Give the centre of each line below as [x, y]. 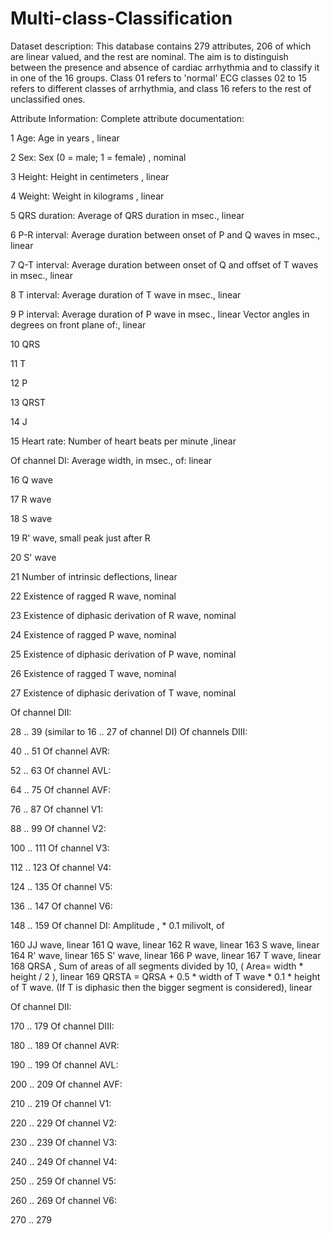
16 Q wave [31, 479]
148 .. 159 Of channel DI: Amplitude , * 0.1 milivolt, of [117, 925]
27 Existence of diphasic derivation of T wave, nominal [123, 693]
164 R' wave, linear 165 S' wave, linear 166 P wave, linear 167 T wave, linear [166, 955]
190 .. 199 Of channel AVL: [64, 1064]
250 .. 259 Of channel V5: [63, 1181]
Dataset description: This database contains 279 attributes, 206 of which [161, 46]
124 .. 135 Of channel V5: [61, 886]
